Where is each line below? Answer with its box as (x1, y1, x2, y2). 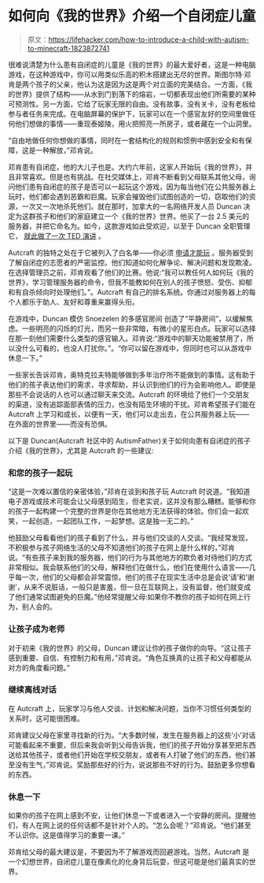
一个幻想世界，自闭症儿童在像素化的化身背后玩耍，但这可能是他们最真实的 (8, 857, 249, 866)
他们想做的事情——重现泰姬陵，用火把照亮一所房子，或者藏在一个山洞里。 (14, 119, 256, 128)
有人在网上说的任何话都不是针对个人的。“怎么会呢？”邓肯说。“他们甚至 (21, 821, 251, 830)
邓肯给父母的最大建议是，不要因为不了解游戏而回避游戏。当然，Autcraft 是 (8, 848, 250, 857)
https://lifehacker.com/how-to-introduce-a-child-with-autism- (48, 35, 250, 44)
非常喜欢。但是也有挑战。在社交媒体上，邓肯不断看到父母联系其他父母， (14, 172, 249, 181)
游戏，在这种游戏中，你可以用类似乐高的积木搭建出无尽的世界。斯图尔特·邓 (8, 69, 251, 79)
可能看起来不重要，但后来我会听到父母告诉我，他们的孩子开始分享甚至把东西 (8, 740, 256, 749)
